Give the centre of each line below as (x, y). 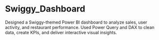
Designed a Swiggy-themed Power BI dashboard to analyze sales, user (76, 22)
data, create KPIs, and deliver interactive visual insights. (61, 32)
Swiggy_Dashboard (45, 9)
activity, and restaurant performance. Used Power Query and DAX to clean (80, 27)
